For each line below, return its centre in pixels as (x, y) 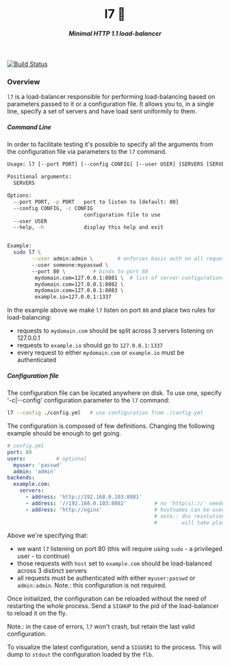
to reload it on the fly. (37, 613)
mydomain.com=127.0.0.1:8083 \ (79, 291)
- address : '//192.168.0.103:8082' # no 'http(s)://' (116, 503)
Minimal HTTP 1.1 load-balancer (115, 33)
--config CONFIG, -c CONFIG (53, 208)
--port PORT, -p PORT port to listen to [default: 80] (96, 202)
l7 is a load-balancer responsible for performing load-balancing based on (111, 97)
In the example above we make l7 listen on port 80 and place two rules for (111, 310)
